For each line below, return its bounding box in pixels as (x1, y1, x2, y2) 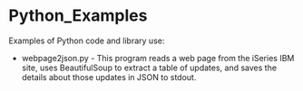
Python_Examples (8, 5, 148, 26)
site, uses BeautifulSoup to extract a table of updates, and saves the (21, 62, 278, 73)
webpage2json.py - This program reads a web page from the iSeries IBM (21, 52, 295, 63)
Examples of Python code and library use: (8, 35, 165, 46)
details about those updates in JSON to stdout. (21, 71, 197, 82)
